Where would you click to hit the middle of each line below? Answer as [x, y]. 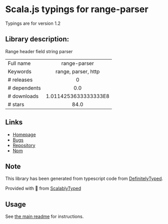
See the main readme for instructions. [45, 216]
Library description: [37, 39]
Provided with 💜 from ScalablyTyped [43, 189]
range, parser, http [78, 71]
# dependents [25, 88]
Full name [19, 63]
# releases [20, 79]
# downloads [23, 96]
